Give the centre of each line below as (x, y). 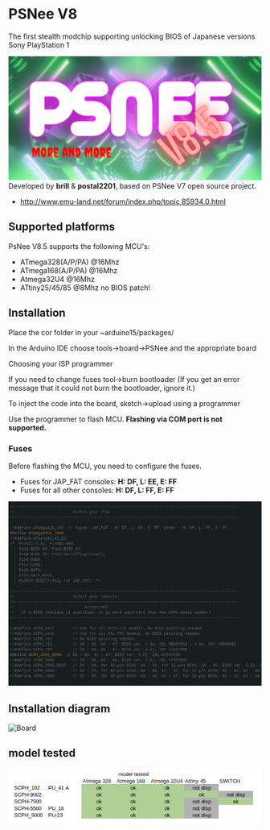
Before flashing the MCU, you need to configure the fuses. (105, 466)
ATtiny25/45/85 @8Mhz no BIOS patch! (85, 288)
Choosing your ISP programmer (61, 363)
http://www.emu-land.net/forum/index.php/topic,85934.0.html (123, 201)
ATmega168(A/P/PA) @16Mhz (69, 270)
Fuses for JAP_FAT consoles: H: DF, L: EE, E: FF (98, 481)
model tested (42, 753)
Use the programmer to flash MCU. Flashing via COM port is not (115, 419)
